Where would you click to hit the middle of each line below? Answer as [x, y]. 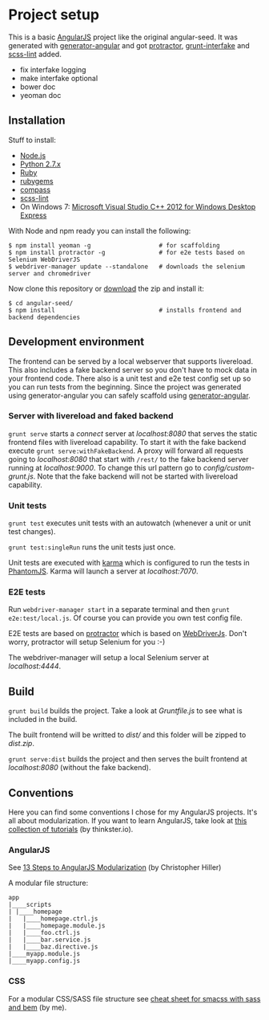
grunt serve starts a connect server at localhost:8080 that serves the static [133, 433]
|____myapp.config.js [44, 961]
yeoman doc [40, 95]
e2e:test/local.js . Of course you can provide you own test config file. [125, 618]
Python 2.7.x [40, 164]
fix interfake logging [53, 69]
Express [33, 215]
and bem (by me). [38, 1007]
